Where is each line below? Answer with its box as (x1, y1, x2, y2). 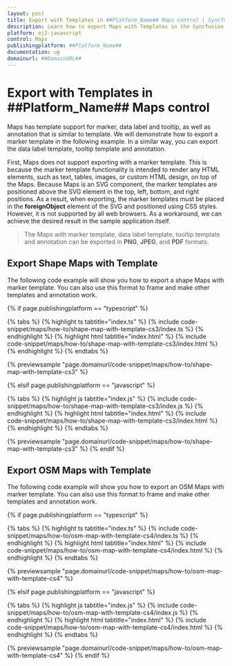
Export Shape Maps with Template (7, 257, 158, 270)
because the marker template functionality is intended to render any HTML (7, 165, 220, 174)
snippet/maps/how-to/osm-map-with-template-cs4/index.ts (7, 532, 178, 540)
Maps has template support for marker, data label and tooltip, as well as (7, 122, 211, 131)
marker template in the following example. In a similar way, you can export (7, 137, 218, 145)
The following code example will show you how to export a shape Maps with (7, 276, 224, 284)
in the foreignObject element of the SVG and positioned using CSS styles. (7, 202, 218, 210)
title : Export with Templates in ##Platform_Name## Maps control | (7, 17, 206, 24)
